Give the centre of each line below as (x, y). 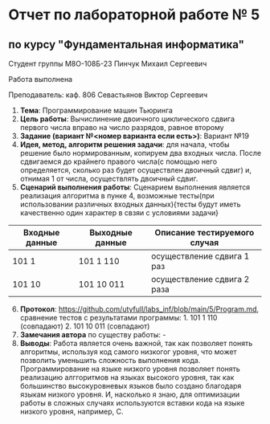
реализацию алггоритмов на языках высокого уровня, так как (127, 377)
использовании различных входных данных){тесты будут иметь (130, 204)
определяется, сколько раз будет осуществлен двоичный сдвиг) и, (135, 170)
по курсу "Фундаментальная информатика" (127, 45)
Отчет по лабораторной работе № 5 (134, 15)
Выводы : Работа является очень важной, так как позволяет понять (136, 343)
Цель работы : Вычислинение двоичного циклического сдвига (127, 119)
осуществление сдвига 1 (200, 256)
